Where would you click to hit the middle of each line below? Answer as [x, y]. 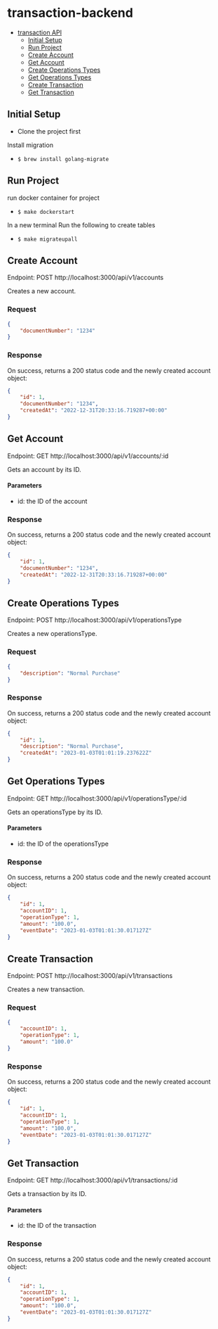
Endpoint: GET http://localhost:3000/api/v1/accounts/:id [88, 456]
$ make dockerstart [46, 212]
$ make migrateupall [47, 239]
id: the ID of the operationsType [63, 844]
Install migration [30, 145]
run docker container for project [54, 198]
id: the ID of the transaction [57, 1226]
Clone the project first [49, 131]
